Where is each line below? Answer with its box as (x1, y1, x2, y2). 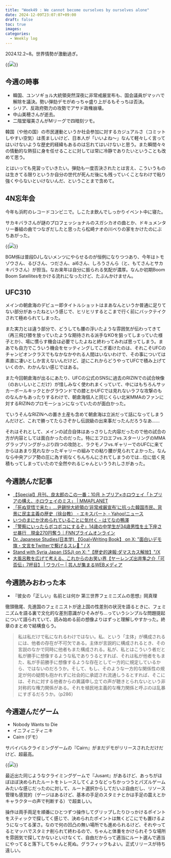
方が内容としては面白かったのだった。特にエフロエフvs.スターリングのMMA (5, 435, 166, 441)
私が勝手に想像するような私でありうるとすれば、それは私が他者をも (17, 653, 161, 659)
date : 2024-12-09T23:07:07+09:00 (5, 12, 77, 17)
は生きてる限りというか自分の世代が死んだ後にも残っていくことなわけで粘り (5, 171, 166, 177)
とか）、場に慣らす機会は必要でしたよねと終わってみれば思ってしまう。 (9, 338, 159, 345)
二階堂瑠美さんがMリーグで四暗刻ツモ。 (12, 118, 98, 124)
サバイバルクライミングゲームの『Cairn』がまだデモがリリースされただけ (5, 745, 159, 751)
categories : (5, 31, 31, 36)
